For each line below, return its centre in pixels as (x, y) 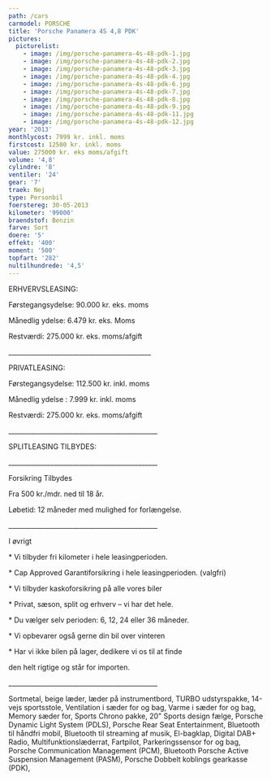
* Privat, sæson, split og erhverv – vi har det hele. (91, 604)
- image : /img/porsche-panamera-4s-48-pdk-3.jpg (107, 69)
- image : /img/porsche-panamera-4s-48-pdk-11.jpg (109, 115)
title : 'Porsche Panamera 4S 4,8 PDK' (74, 31)
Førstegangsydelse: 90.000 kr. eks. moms (79, 304)
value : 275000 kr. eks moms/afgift (69, 152)
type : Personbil (36, 197)
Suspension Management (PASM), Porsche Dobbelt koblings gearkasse (128, 759)
